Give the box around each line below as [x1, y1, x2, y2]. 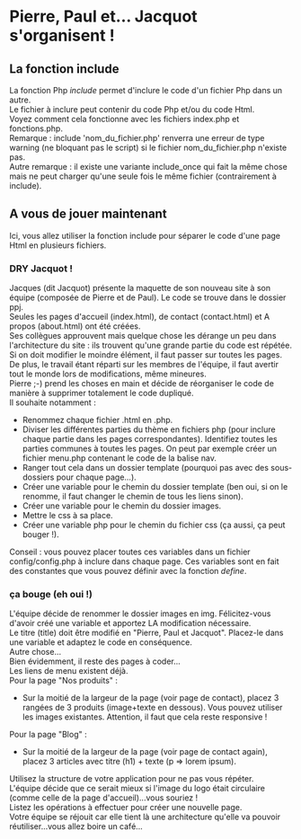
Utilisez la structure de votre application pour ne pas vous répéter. [9, 773, 254, 784]
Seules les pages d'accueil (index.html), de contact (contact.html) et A [9, 312, 270, 322]
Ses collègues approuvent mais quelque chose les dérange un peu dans [9, 331, 277, 341]
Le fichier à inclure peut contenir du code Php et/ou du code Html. [9, 104, 255, 114]
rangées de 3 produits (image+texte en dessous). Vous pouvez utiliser [22, 702, 283, 713]
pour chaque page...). [56, 472, 137, 482]
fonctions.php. [9, 123, 63, 134]
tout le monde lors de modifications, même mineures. [9, 368, 207, 379]
